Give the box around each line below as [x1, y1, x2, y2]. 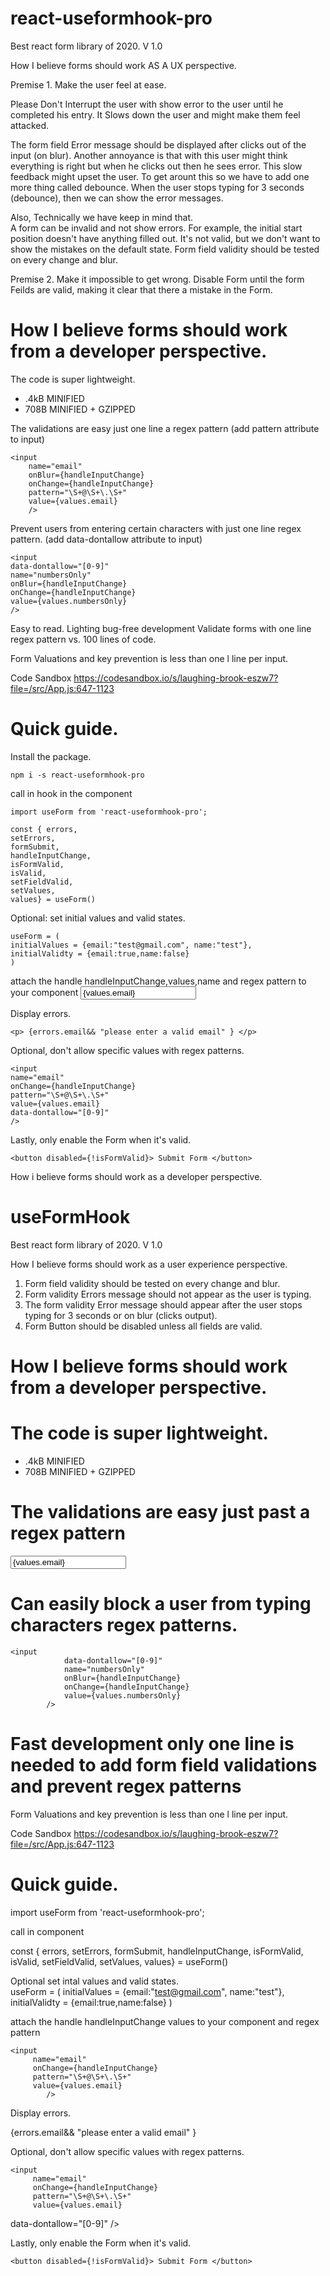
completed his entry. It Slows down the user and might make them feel [10, 108, 301, 121]
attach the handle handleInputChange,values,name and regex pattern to [10, 975, 307, 987]
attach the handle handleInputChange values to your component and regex [10, 2015, 320, 2027]
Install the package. [10, 750, 92, 762]
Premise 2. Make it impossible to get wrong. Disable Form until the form [10, 273, 305, 285]
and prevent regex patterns [10, 1775, 242, 1797]
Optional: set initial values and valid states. [10, 912, 186, 924]
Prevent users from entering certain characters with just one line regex [10, 522, 302, 534]
